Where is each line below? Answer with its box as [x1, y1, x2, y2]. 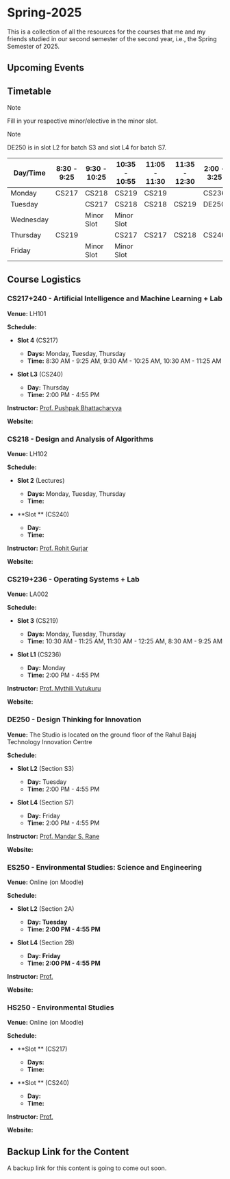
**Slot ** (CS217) [16, 1045, 68, 1053]
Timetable [7, 85, 51, 97]
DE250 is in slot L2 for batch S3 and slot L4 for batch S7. [7, 143, 166, 152]
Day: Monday [27, 664, 66, 672]
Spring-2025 [7, 5, 82, 21]
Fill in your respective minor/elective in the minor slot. [7, 117, 158, 125]
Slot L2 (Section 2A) [16, 905, 75, 913]
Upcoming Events [7, 62, 84, 73]
